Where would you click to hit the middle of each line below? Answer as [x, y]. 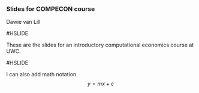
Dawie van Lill [23, 22]
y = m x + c [101, 84]
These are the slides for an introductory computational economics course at [100, 45]
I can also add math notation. [42, 75]
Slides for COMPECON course [51, 9]
